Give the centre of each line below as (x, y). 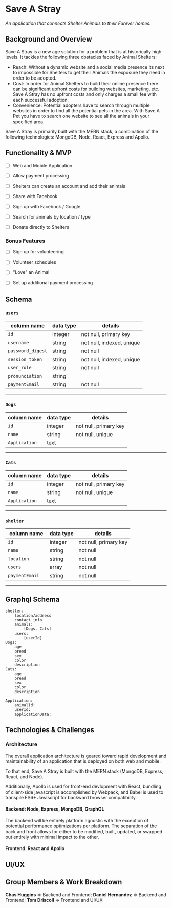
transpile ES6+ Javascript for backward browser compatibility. (71, 797)
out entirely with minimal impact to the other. (52, 837)
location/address (33, 615)
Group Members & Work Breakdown (64, 882)
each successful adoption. (41, 100)
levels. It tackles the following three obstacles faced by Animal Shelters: (81, 57)
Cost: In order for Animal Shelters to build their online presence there (85, 83)
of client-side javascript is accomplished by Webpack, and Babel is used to (84, 792)
